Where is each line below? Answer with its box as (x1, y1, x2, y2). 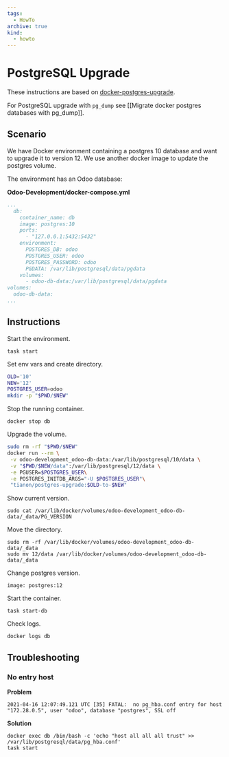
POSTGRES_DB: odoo (25, 246, 78, 253)
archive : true (7, 23, 48, 30)
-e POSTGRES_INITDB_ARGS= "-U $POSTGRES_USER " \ (10, 475, 146, 482)
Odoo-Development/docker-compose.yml (7, 188, 130, 196)
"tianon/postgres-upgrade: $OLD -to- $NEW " (10, 482, 128, 489)
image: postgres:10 (19, 221, 75, 228)
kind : (7, 29, 23, 36)
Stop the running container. (7, 405, 84, 413)
